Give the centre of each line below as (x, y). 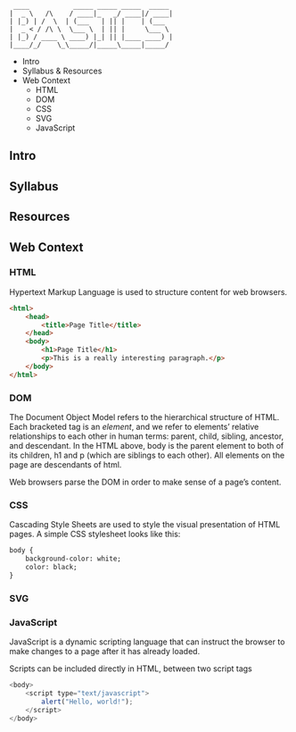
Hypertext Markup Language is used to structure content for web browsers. (148, 291)
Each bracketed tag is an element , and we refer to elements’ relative (134, 427)
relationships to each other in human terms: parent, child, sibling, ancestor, (147, 436)
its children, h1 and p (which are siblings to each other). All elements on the (147, 455)
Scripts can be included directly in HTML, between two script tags (131, 669)
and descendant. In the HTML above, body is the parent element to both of (147, 446)
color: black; (51, 568)
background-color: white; (74, 559)
